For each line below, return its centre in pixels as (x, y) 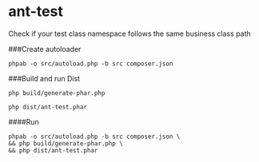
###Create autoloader (45, 49)
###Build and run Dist (44, 78)
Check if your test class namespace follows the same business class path (129, 34)
